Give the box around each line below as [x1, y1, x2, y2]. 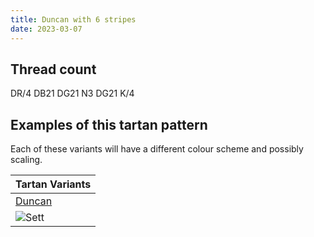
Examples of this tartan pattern [10, 116, 208, 133]
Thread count [10, 61, 97, 78]
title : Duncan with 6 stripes [10, 14, 137, 25]
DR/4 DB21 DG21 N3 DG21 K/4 [10, 87, 135, 100]
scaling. [10, 154, 43, 166]
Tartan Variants [15, 177, 92, 191]
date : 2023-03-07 [10, 24, 83, 34]
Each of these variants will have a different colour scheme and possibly [10, 143, 304, 155]
